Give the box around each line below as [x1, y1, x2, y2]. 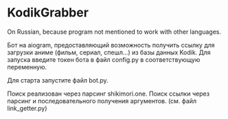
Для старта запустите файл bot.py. [7, 76, 109, 84]
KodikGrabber [7, 5, 89, 21]
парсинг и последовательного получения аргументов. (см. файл [7, 96, 197, 105]
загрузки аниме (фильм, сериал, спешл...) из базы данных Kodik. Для [7, 48, 211, 56]
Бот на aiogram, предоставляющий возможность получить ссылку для [7, 41, 215, 49]
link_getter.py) [7, 104, 47, 112]
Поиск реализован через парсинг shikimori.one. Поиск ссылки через [7, 89, 210, 98]
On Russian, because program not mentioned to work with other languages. [7, 28, 222, 36]
